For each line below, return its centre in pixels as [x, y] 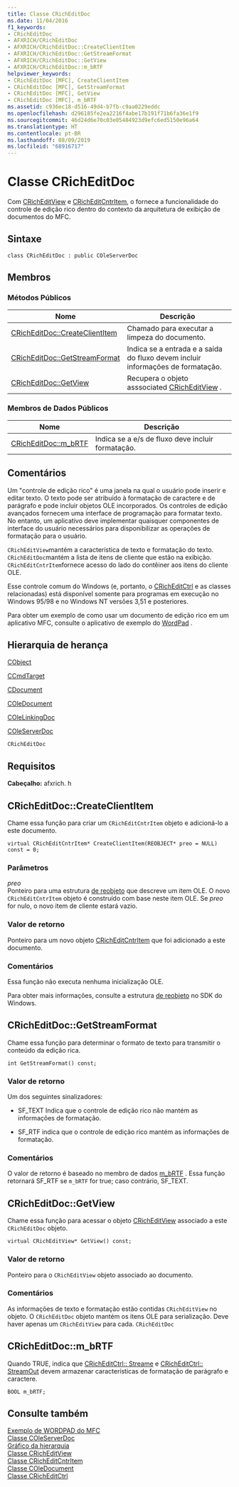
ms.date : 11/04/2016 [38, 21]
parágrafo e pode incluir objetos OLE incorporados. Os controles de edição [117, 505]
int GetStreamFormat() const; [52, 1063]
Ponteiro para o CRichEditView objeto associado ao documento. [100, 1274]
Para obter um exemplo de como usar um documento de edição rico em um [118, 615]
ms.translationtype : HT [43, 127]
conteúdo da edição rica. [44, 1050]
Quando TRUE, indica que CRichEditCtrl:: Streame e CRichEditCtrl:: [105, 1364]
